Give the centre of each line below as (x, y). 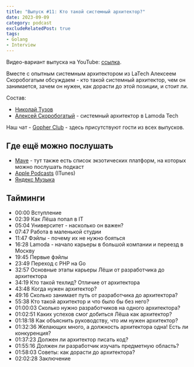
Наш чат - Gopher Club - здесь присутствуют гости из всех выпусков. (95, 127)
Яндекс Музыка (35, 179)
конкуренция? (33, 333)
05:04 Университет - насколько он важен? (69, 225)
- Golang (17, 39)
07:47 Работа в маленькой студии (58, 232)
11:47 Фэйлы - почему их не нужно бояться (70, 238)
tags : (13, 34)
